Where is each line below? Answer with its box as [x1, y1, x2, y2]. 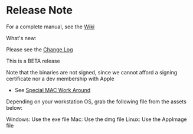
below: [6, 104, 22, 111]
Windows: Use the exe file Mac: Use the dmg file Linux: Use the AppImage [6, 116, 187, 123]
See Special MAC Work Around [14, 86, 91, 93]
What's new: [6, 34, 37, 41]
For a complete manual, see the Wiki [6, 23, 95, 30]
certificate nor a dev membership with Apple [6, 75, 115, 82]
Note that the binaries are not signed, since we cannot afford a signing [6, 68, 178, 76]
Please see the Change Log [6, 45, 73, 53]
